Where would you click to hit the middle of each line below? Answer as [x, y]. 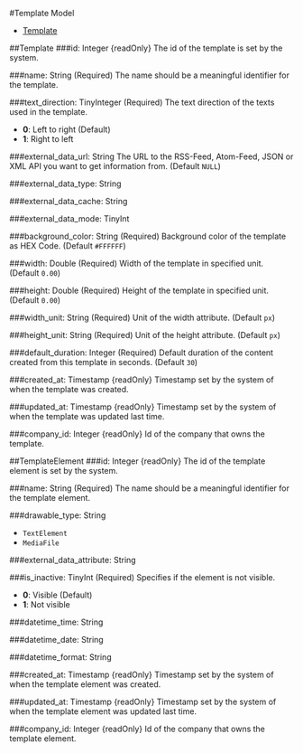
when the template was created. [69, 389]
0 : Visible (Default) [57, 595]
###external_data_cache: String [69, 201]
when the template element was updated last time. [103, 711]
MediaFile [41, 543]
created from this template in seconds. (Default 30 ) [104, 362]
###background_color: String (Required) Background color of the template [148, 236]
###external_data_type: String [65, 184]
